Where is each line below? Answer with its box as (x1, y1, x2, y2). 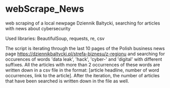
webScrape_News (5, 3, 84, 15)
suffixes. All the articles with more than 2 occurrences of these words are (5, 61, 160, 68)
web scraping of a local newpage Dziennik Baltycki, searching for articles (5, 20, 160, 26)
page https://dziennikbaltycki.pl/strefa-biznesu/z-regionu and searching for (5, 51, 165, 57)
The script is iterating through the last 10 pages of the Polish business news (5, 45, 165, 51)
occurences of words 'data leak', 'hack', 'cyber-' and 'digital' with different (5, 56, 162, 62)
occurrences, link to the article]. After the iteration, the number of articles (5, 72, 160, 78)
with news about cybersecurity (5, 25, 71, 31)
